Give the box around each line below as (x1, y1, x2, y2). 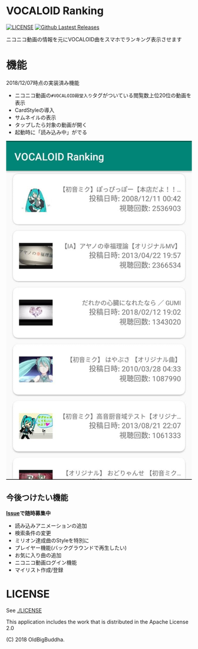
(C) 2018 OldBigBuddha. (6, 635, 65, 643)
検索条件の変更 (14, 529, 51, 536)
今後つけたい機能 (6, 493, 68, 503)
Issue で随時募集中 (6, 509, 51, 516)
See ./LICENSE (6, 607, 42, 614)
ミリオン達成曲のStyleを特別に (14, 536, 90, 543)
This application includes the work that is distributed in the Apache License (6, 618, 189, 625)
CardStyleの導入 (14, 106, 55, 113)
